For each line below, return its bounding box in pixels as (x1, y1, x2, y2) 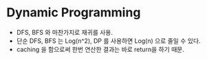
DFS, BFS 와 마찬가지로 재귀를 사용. (16, 28, 113, 36)
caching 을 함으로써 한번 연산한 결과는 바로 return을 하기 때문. (16, 45, 185, 53)
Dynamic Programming (6, 5, 141, 20)
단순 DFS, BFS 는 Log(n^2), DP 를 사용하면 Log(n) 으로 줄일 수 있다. (16, 36, 201, 45)
